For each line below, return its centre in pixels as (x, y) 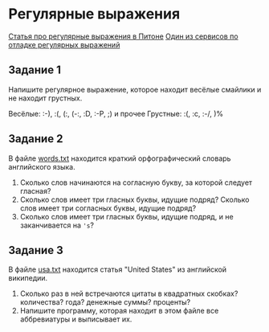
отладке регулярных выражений (64, 44)
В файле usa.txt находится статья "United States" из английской (118, 269)
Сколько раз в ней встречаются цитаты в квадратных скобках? (129, 293)
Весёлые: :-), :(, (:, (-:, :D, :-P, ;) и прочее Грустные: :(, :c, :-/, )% (116, 113)
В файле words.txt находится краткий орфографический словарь (120, 158)
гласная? (35, 191)
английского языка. (42, 166)
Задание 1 (35, 70)
